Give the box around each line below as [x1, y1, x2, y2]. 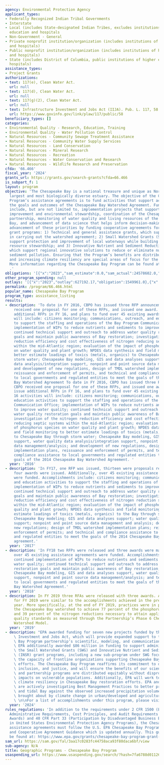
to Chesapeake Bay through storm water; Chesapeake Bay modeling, [14, 435, 152, 439]
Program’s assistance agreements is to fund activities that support [9, 198, 154, 203]
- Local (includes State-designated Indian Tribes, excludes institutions [5, 25, 161, 30]
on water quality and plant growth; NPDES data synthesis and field [14, 348, 156, 353]
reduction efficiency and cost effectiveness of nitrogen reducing [14, 339, 154, 344]
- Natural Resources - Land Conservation [5, 144, 91, 149]
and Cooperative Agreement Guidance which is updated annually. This [9, 730, 154, 735]
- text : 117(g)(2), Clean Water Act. [5, 98, 82, 103]
